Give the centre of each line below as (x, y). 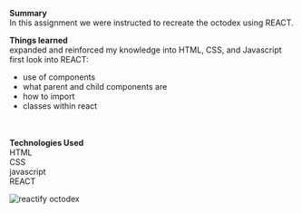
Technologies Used (47, 143)
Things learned (39, 40)
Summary (28, 13)
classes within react (60, 106)
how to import (49, 96)
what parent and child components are (95, 87)
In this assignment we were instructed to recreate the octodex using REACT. (151, 23)
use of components (59, 77)
